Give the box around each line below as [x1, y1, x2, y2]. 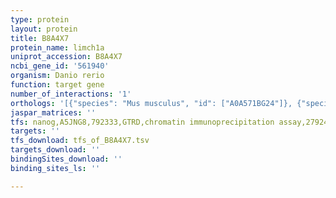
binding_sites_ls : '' [10, 163, 101, 173]
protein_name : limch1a [10, 42, 105, 53]
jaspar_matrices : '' [10, 107, 97, 118]
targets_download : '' [10, 145, 101, 155]
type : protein [10, 14, 70, 25]
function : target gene [10, 80, 105, 90]
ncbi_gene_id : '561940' [10, 61, 110, 71]
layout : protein [10, 24, 78, 34]
